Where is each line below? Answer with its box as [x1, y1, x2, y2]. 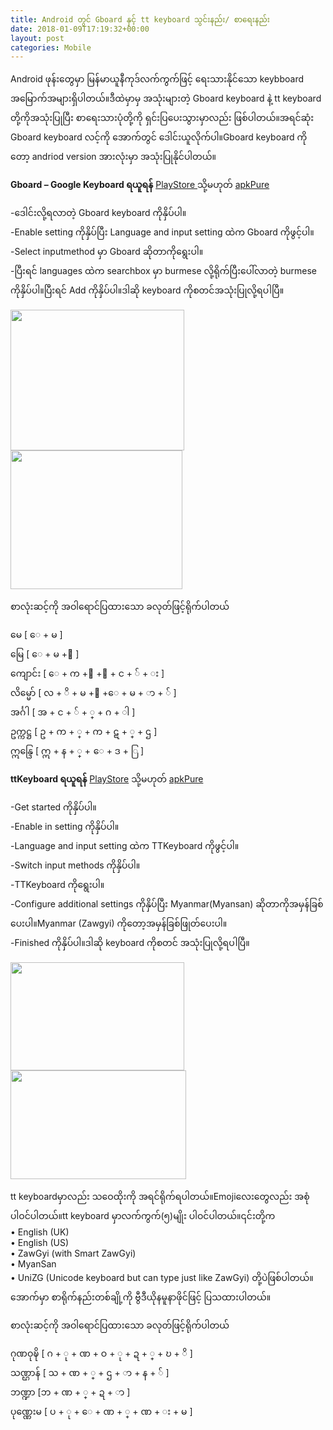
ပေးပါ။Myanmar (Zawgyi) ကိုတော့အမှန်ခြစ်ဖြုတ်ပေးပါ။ [10, 917, 228, 930]
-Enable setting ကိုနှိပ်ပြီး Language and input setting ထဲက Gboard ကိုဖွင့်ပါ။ [10, 226, 315, 238]
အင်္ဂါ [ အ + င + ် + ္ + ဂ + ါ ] [10, 706, 136, 718]
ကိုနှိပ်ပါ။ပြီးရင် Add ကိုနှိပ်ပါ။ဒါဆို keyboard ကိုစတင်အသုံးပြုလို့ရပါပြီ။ [10, 284, 285, 296]
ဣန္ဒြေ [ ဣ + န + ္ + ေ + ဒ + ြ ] [10, 745, 145, 757]
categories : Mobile [10, 42, 92, 53]
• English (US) [10, 1237, 70, 1249]
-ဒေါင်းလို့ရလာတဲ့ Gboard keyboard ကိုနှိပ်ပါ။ [10, 207, 187, 219]
